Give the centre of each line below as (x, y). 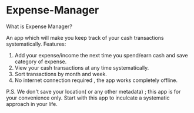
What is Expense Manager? (39, 26)
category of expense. (41, 61)
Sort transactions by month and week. (61, 74)
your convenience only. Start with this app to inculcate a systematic (88, 98)
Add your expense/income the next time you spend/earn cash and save (101, 55)
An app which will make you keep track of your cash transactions (85, 37)
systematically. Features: (36, 44)
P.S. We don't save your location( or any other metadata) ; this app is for (93, 91)
